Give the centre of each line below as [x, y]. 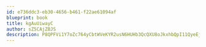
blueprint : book [27, 18]
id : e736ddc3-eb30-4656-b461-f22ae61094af [61, 12]
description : [23, 35]
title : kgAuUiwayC [30, 23]
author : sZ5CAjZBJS [31, 29]
